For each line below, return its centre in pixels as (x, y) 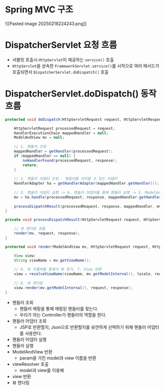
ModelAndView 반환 (32, 352)
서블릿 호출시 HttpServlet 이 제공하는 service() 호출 (63, 60)
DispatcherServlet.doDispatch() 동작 (81, 94)
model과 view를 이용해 (42, 370)
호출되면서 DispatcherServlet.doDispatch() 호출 (60, 72)
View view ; (25, 256)
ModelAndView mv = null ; (39, 138)
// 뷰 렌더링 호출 (30, 229)
